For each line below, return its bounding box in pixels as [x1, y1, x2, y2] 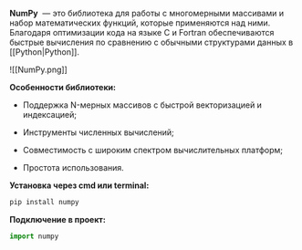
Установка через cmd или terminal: [9, 180, 150, 191]
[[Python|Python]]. [9, 47, 80, 57]
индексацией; [22, 109, 78, 120]
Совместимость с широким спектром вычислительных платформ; [22, 145, 284, 155]
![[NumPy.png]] [9, 64, 68, 75]
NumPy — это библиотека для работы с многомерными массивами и [9, 8, 285, 18]
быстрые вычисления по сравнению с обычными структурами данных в [9, 36, 294, 47]
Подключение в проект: [9, 214, 107, 224]
